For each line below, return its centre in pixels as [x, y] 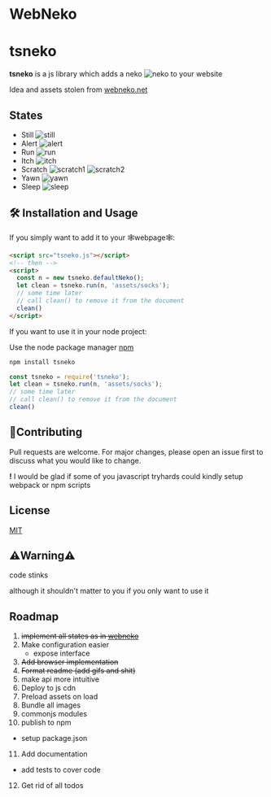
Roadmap [34, 616]
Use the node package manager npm [72, 347]
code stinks [28, 575]
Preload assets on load [59, 697]
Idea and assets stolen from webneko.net [79, 89]
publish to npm [46, 723]
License [30, 510]
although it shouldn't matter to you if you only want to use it [109, 591]
